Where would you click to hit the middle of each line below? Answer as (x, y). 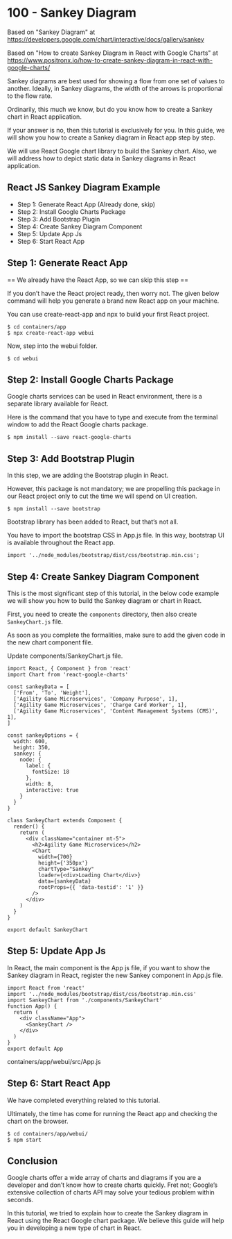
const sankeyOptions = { (43, 735)
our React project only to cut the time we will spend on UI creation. (102, 496)
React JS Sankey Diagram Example (84, 188)
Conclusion (33, 1161)
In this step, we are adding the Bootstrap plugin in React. (88, 475)
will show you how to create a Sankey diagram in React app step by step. (111, 138)
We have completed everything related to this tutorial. (84, 1100)
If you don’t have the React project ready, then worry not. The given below (113, 293)
